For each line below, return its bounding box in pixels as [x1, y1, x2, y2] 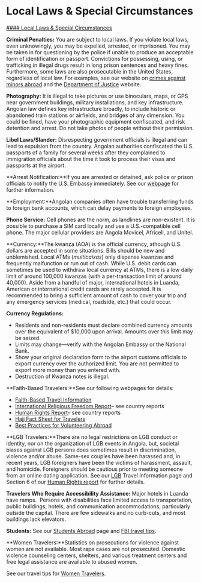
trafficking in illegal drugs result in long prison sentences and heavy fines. [6, 61, 189, 69]
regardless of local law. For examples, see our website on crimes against [6, 74, 186, 81]
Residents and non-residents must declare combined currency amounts [14, 321, 193, 329]
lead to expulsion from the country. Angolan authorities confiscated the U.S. [6, 142, 194, 150]
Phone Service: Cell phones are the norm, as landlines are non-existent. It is [6, 216, 196, 223]
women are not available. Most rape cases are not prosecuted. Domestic [6, 545, 186, 552]
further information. [6, 186, 55, 194]
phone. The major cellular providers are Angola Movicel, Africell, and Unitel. [6, 228, 194, 236]
